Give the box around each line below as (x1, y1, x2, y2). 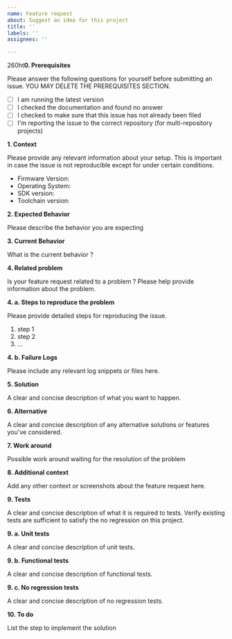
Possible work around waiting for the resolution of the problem (7, 455, 186, 463)
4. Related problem (7, 264, 63, 272)
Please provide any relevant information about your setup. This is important (7, 153, 222, 162)
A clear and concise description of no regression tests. (7, 597, 164, 605)
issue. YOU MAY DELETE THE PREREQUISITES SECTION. (7, 82, 171, 90)
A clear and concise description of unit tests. (7, 543, 135, 551)
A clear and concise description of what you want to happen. (7, 394, 181, 402)
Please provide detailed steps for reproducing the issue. (7, 312, 168, 320)
